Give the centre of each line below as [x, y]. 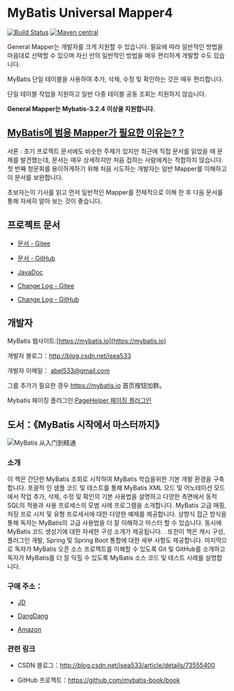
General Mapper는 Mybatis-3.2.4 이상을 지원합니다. [81, 108]
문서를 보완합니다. [39, 177]
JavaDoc [30, 272]
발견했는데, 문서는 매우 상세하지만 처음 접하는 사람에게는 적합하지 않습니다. [122, 159]
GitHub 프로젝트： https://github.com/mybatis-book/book [98, 681]
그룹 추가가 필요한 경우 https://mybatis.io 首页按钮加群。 [86, 385]
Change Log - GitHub [48, 299]
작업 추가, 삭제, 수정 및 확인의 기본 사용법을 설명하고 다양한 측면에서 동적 [119, 497]
